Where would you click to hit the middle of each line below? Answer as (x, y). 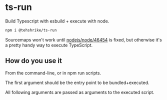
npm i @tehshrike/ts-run (31, 30)
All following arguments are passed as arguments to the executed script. (80, 92)
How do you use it (34, 61)
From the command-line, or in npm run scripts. (53, 73)
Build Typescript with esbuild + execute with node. (57, 21)
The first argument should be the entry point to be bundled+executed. (77, 82)
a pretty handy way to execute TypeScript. (49, 45)
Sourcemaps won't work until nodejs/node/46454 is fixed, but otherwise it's (84, 39)
